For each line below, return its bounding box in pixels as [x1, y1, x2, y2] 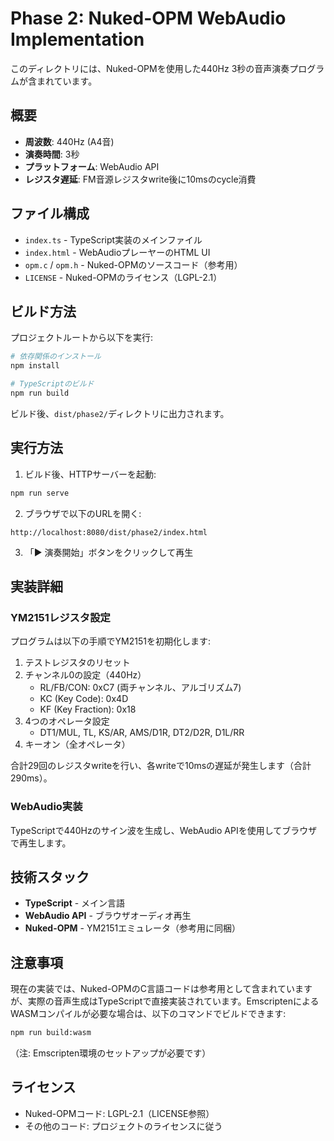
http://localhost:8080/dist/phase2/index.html [10, 527, 208, 537]
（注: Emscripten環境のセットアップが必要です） [10, 1047, 212, 1059]
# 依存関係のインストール [10, 352, 102, 362]
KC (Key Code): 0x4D [39, 693, 129, 705]
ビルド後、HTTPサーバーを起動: [24, 468, 157, 480]
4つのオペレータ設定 [24, 715, 110, 727]
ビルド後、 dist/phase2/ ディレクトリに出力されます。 [10, 407, 230, 419]
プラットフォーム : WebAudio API [24, 160, 160, 172]
